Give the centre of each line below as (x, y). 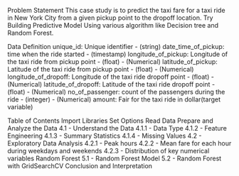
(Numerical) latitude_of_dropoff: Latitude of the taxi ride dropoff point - (111, 84)
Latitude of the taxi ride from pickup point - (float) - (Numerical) (101, 69)
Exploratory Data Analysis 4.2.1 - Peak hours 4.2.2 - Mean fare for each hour (119, 143)
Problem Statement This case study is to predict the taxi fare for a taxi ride (116, 10)
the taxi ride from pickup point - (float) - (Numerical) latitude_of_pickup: (113, 62)
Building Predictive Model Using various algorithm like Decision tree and (113, 25)
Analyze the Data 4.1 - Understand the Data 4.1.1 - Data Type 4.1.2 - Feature (117, 128)
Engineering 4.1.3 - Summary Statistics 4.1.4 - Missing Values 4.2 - (105, 136)
